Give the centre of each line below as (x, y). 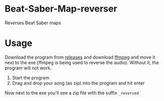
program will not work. (28, 68)
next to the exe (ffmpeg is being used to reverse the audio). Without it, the (82, 62)
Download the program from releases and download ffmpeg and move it (80, 57)
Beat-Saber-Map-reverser (61, 9)
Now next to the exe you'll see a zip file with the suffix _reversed (72, 93)
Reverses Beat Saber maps (33, 23)
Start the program (31, 78)
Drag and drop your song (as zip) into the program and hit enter (78, 83)
